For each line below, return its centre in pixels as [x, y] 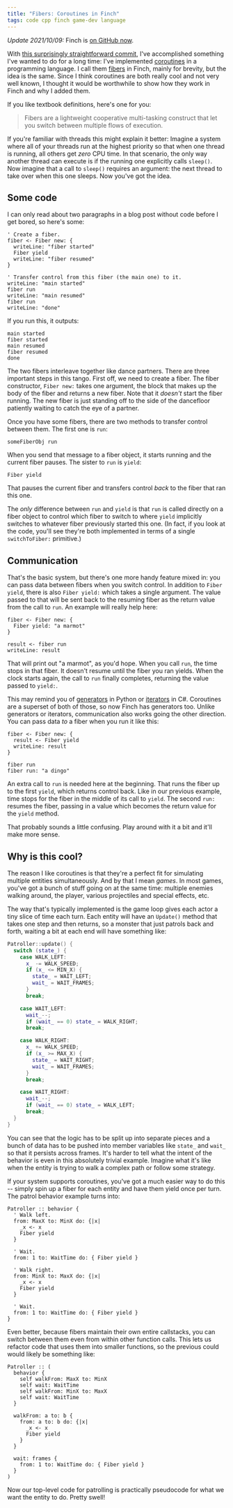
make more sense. [34, 834]
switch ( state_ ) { [40, 950]
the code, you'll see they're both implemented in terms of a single [101, 531]
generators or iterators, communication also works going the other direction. [117, 714]
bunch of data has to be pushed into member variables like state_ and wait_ [116, 1145]
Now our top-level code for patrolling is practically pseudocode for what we [116, 1489]
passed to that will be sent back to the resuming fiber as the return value [111, 600]
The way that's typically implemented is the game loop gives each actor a [113, 909]
